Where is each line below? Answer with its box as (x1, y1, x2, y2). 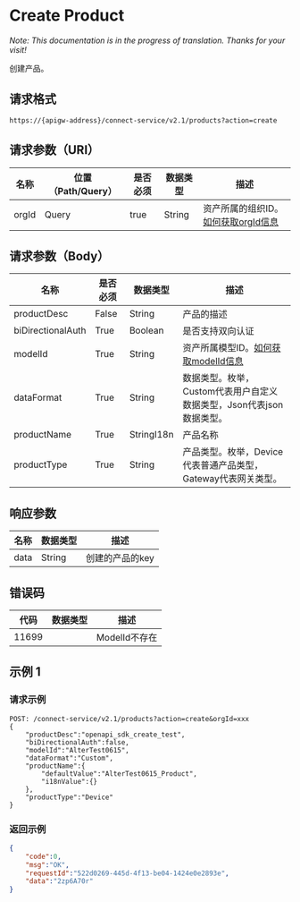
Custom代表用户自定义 (182, 386, 279, 398)
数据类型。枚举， (182, 372, 254, 385)
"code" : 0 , (25, 852, 62, 861)
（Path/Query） (48, 184, 118, 197)
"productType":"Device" (25, 793, 114, 802)
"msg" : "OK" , (25, 860, 70, 869)
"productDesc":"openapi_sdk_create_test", (25, 730, 186, 739)
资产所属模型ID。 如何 (182, 342, 272, 354)
